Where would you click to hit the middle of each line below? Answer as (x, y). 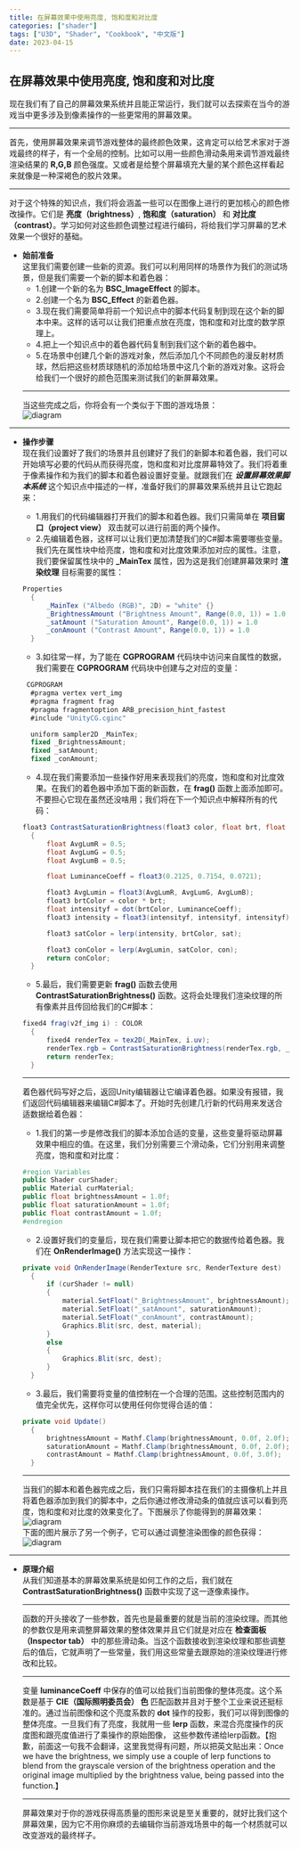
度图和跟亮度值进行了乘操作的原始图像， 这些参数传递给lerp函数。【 (146, 1735)
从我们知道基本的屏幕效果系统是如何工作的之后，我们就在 (127, 1580)
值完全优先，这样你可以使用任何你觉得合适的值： (125, 1404)
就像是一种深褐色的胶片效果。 (71, 176)
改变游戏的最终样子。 (61, 1836)
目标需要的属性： (93, 572)
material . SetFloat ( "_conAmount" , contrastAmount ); (158, 1317)
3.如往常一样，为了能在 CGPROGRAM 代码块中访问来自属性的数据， (161, 657)
